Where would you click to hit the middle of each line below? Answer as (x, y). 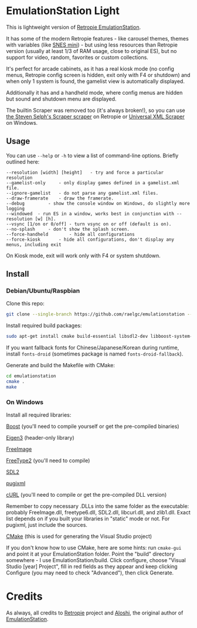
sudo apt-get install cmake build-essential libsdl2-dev (77, 337)
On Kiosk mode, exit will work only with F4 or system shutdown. (84, 255)
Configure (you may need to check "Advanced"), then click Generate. (90, 573)
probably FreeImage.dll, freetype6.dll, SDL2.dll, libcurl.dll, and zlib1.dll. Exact (98, 513)
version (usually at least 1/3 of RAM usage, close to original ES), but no (91, 51)
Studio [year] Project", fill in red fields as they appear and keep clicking (92, 567)
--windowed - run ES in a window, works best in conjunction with (90, 214)
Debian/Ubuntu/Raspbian (43, 291)
